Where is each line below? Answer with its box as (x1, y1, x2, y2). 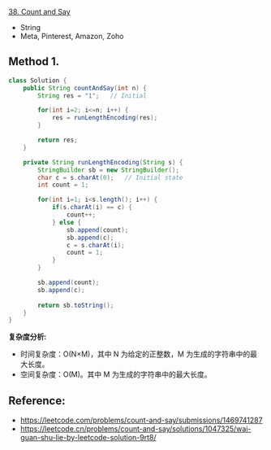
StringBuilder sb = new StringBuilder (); (37, 166, 180, 174)
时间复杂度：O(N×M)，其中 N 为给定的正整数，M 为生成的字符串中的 (19, 349, 251, 359)
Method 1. (8, 55, 60, 68)
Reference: (8, 394, 66, 408)
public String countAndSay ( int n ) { (23, 84, 148, 92)
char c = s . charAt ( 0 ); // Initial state (37, 173, 183, 181)
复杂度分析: (8, 332, 47, 342)
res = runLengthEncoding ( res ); (51, 114, 158, 122)
